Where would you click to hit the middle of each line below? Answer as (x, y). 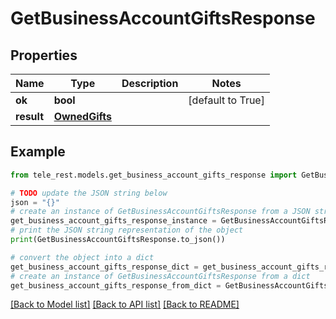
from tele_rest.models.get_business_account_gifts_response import (154, 175)
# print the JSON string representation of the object (127, 230)
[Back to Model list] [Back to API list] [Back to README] (125, 304)
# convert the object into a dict (82, 257)
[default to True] (226, 100)
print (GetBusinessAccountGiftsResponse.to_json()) (118, 240)
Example (38, 152)
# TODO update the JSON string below (89, 193)
